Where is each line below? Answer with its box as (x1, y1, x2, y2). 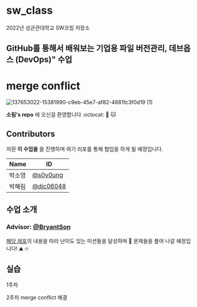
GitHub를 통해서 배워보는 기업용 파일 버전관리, (6, 43, 167, 54)
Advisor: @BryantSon (6, 223, 71, 231)
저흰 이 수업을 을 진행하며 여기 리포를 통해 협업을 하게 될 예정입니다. (6, 145, 164, 153)
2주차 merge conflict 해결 (6, 294, 67, 301)
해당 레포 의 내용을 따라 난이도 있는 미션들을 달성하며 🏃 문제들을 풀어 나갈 (6, 237, 175, 244)
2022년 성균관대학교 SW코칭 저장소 (6, 24, 90, 31)
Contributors (6, 129, 56, 139)
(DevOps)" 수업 (15, 54, 73, 65)
